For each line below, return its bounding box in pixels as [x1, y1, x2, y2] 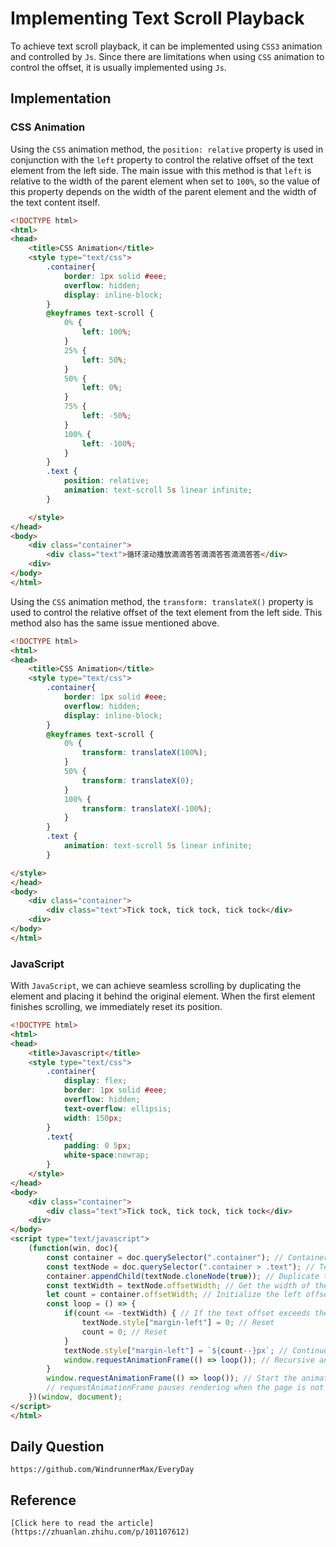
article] [117, 1518, 155, 1529]
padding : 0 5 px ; [63, 1141, 132, 1151]
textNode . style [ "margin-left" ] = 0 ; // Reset [81, 1318, 275, 1328]
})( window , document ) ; [28, 1392, 123, 1402]
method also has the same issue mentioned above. [10, 617, 220, 629]
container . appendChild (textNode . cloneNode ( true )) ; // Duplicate [46, 1271, 320, 1281]
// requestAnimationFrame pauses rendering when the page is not [46, 1383, 325, 1393]
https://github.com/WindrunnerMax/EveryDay [10, 1465, 195, 1475]
